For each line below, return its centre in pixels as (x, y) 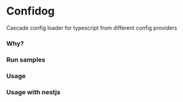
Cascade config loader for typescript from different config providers (92, 28)
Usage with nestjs (33, 92)
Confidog (30, 11)
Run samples (26, 60)
